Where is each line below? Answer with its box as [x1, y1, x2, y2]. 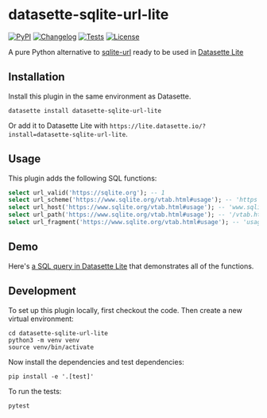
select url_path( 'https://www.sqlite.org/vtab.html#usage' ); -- [8, 211, 226, 219]
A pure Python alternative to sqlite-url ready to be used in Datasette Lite [8, 47, 244, 56]
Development [8, 284, 77, 298]
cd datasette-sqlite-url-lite [8, 329, 109, 337]
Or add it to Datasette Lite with [8, 121, 109, 130]
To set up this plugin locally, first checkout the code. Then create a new [8, 305, 242, 315]
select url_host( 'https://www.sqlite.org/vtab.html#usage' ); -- [8, 203, 226, 211]
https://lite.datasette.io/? [110, 122, 207, 130]
